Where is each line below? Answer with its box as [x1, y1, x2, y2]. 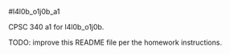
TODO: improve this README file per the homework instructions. [8, 37, 223, 47]
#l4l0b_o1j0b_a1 [8, 7, 60, 16]
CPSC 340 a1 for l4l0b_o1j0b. [8, 22, 105, 31]
